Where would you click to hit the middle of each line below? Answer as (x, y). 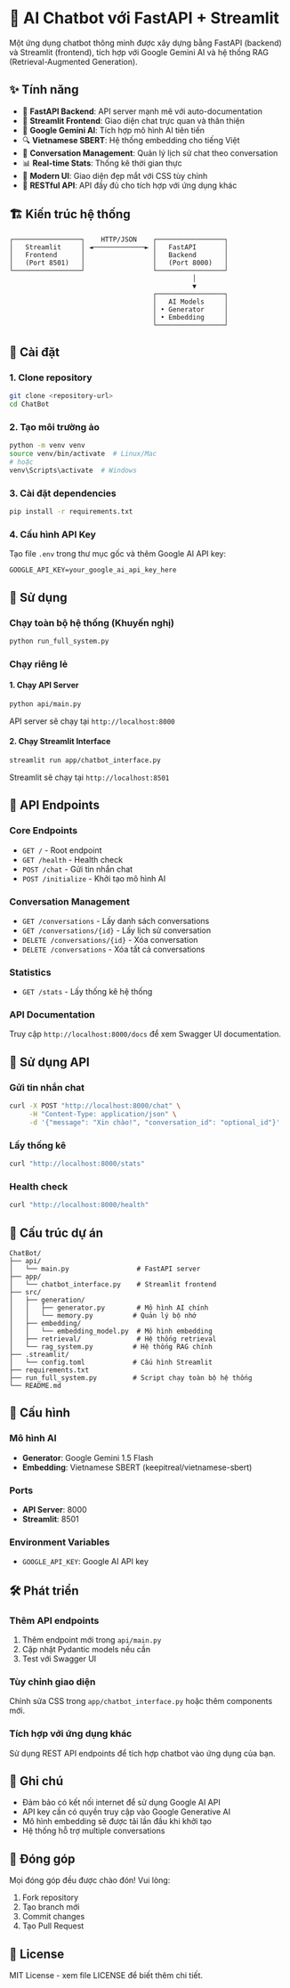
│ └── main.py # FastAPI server (105, 1269)
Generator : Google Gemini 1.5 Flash (88, 1457)
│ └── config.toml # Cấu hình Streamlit (111, 1362)
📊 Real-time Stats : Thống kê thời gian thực (102, 163)
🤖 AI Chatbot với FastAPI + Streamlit (145, 18)
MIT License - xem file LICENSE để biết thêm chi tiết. (106, 1975)
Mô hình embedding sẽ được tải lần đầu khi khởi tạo (117, 1822)
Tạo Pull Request (53, 1926)
